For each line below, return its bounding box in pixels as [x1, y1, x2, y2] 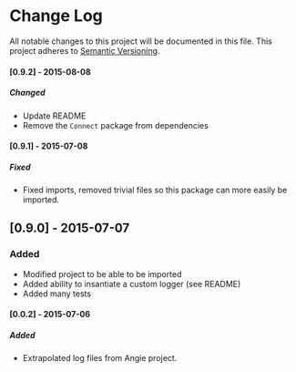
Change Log [9, 5, 103, 26]
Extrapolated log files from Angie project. [22, 353, 178, 364]
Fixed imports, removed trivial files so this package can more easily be [22, 184, 288, 196]
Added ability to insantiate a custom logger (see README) [22, 278, 241, 289]
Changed [9, 88, 46, 98]
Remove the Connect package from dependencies [22, 119, 209, 130]
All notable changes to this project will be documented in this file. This [9, 36, 273, 46]
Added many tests [22, 288, 92, 299]
